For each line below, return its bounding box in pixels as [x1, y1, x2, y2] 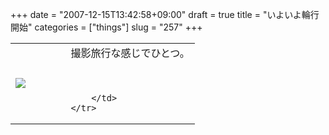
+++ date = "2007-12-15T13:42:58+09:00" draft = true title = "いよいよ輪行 [10, 9, 320, 20]
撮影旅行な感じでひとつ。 [70, 46, 190, 60]
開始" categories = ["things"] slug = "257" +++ [10, 21, 203, 33]
